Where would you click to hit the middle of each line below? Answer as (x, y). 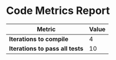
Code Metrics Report (58, 11)
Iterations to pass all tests (46, 48)
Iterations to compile (39, 39)
